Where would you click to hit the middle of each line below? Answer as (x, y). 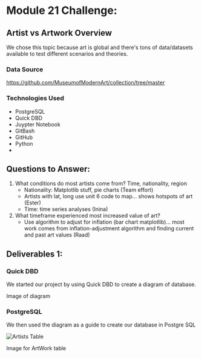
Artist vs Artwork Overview (59, 33)
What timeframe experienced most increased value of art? (87, 216)
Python (24, 143)
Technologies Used (35, 99)
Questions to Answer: (48, 169)
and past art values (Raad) (57, 235)
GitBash (25, 131)
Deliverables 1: (34, 254)
